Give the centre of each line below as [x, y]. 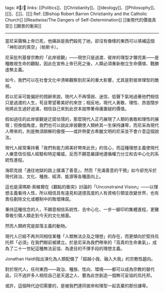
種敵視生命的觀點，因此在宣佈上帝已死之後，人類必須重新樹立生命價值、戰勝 [82, 63]
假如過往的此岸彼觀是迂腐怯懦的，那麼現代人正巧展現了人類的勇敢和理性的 [80, 119]
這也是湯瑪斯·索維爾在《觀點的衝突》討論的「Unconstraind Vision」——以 [80, 187]
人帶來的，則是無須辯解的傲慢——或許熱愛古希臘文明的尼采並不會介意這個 [80, 131]
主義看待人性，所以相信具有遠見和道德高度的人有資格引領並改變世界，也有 [84, 193]
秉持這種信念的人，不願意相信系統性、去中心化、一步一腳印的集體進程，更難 [82, 209]
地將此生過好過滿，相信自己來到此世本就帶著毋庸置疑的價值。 [67, 109]
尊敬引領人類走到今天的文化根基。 [39, 215]
